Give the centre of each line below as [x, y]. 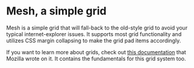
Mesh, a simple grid [56, 11]
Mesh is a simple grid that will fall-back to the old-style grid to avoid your [97, 28]
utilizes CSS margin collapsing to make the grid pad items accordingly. [94, 40]
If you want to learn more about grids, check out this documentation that [96, 52]
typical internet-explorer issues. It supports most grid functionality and [94, 34]
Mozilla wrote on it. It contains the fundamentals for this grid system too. [96, 58]
